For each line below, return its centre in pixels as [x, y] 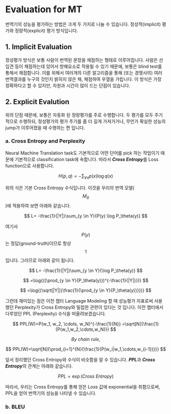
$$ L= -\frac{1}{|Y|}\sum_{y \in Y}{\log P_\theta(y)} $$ [86, 271]
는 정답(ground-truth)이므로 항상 [38, 243]
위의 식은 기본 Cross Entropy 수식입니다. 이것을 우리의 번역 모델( [70, 188]
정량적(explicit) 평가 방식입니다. [46, 30]
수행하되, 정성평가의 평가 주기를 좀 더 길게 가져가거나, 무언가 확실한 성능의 [92, 121]
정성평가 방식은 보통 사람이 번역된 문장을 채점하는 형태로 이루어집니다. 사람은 [82, 60]
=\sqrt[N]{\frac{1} [140, 324]
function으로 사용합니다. [30, 166]
